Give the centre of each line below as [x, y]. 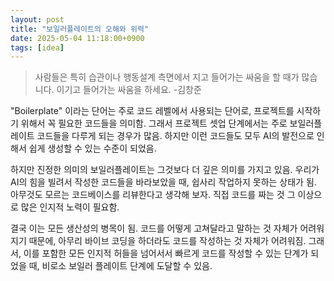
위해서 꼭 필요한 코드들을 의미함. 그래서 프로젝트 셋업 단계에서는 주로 [154, 123]
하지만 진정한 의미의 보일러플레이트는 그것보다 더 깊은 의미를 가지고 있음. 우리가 [165, 170]
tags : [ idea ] [37, 47]
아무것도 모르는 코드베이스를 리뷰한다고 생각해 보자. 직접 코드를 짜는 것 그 [153, 195]
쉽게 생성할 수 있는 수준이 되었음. [92, 148]
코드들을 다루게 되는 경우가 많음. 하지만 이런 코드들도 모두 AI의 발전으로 [175, 136]
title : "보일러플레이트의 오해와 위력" [79, 29]
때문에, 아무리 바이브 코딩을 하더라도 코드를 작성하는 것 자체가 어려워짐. [167, 241]
